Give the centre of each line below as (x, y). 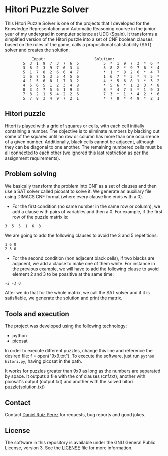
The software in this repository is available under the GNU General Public (80, 443)
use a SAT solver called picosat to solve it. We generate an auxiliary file (78, 191)
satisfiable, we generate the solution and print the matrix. (64, 298)
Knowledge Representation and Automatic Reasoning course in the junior (80, 28)
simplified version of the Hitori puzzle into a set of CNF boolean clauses (79, 39)
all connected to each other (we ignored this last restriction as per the (77, 153)
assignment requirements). (33, 158)
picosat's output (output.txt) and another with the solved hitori (69, 382)
